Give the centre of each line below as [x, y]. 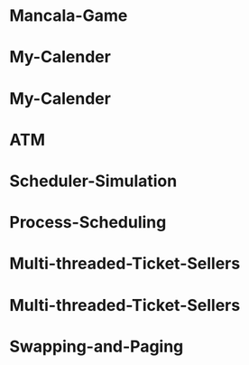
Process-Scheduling [88, 223]
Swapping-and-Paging [97, 346]
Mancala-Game [69, 16]
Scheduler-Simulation [93, 181]
